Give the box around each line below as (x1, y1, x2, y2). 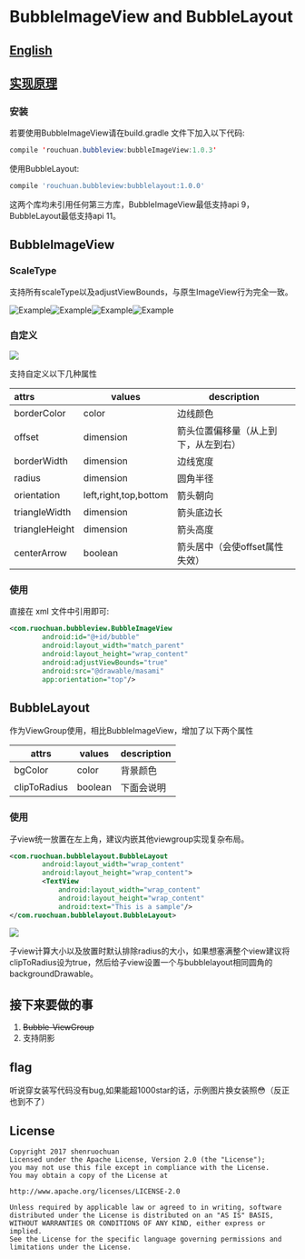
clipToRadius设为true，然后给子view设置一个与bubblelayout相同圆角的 (9, 956, 273, 967)
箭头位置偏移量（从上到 (176, 425, 278, 437)
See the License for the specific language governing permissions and (9, 1234, 282, 1244)
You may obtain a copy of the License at (9, 1171, 169, 1180)
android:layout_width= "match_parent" (42, 641, 184, 651)
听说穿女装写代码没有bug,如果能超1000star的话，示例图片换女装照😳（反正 (9, 1084, 290, 1096)
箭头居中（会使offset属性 (176, 541, 284, 553)
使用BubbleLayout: (9, 164, 80, 175)
